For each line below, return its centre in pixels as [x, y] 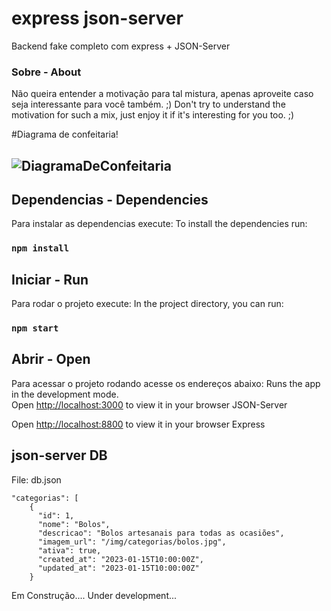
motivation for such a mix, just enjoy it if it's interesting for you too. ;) [153, 115]
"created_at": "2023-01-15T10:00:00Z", [120, 559]
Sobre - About [46, 72]
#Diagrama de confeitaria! [65, 134]
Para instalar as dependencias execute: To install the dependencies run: [159, 224]
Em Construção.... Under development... [94, 595]
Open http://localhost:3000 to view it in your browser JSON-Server [149, 404]
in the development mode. [65, 394]
